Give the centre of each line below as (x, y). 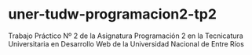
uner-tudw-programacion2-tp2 (113, 14)
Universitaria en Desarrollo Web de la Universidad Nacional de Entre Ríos (126, 43)
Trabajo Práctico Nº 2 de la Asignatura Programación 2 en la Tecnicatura (126, 36)
